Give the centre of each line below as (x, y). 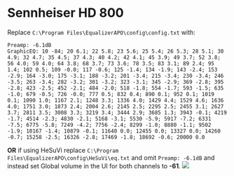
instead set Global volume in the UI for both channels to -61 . (94, 165)
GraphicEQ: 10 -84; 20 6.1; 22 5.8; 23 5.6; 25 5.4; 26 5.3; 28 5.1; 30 (116, 51)
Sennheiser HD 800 (66, 13)
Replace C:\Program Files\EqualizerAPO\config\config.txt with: (102, 32)
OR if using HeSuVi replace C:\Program (63, 150)
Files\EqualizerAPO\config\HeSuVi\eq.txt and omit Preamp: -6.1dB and (111, 157)
